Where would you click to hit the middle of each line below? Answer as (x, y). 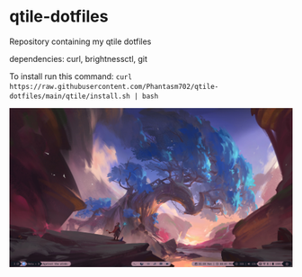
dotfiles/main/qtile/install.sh (70, 96)
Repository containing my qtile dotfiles (80, 41)
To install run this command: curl (71, 76)
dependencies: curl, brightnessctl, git (79, 58)
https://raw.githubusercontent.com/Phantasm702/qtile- (114, 86)
